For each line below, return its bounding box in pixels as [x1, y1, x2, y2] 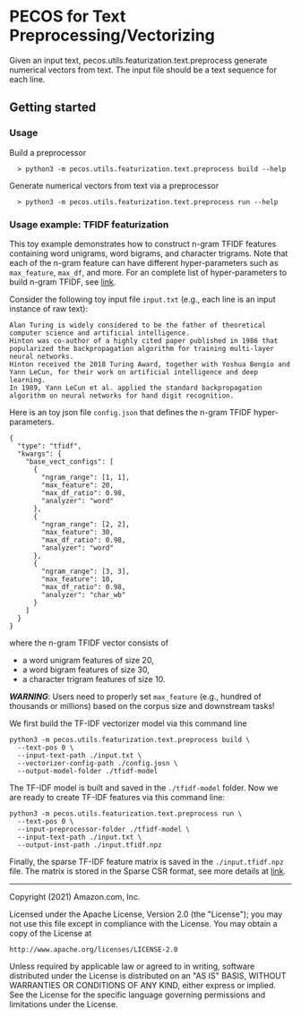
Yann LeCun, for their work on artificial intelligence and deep [9, 367, 258, 377]
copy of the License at [9, 927, 92, 938]
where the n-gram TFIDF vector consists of [9, 637, 168, 648]
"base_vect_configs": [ [25, 457, 115, 466]
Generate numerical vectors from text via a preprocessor [9, 180, 219, 191]
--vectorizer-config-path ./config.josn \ [17, 758, 178, 767]
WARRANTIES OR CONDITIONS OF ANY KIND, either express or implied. [9, 979, 276, 990]
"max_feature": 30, [41, 527, 115, 536]
